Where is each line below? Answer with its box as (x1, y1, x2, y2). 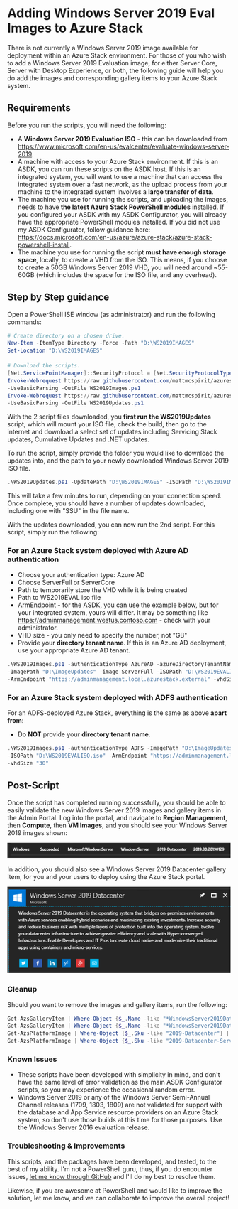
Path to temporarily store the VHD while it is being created (17, 586, 188, 594)
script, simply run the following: (7, 528, 99, 537)
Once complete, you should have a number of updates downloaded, (7, 499, 206, 507)
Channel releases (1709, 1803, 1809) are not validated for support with (17, 1100, 223, 1109)
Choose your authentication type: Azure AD (17, 571, 145, 579)
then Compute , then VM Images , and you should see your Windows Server (7, 821, 228, 829)
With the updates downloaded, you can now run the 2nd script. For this (7, 520, 215, 529)
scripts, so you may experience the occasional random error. (17, 1085, 195, 1094)
